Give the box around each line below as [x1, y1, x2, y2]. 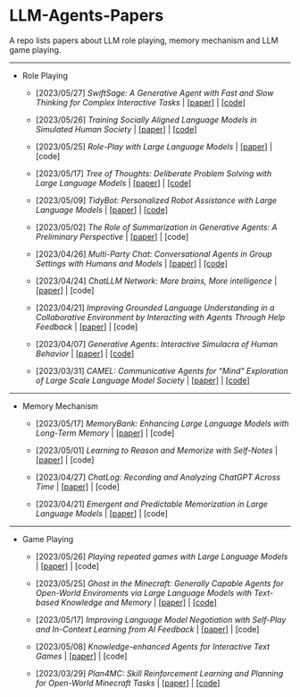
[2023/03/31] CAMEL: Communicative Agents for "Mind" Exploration [35, 365, 288, 376]
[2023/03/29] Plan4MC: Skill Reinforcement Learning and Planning [35, 667, 284, 678]
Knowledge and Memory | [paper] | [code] [61, 597, 217, 608]
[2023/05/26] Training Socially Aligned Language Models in [35, 114, 257, 125]
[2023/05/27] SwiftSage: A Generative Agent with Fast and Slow [35, 87, 274, 98]
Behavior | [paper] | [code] [35, 348, 135, 359]
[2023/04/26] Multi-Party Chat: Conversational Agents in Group [35, 248, 272, 259]
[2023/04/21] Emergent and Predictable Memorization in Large [35, 498, 268, 509]
